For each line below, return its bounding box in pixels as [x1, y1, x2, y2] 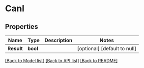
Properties [5, 23, 38, 31]
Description [44, 37, 73, 44]
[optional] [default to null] [77, 45, 137, 52]
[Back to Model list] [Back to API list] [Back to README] [5, 58, 118, 64]
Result [7, 45, 23, 52]
